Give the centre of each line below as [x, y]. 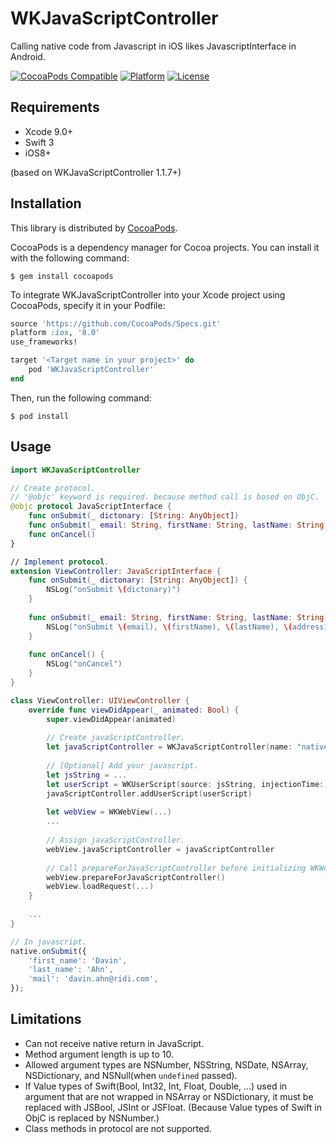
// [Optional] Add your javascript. [122, 766]
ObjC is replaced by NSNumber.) [92, 1118]
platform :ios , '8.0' [55, 333]
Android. [28, 56]
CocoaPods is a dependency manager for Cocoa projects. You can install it [165, 247]
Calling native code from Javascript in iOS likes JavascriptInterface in [153, 46]
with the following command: [70, 258]
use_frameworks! [44, 342]
